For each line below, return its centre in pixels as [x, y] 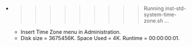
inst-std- [176, 8]
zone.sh [153, 21]
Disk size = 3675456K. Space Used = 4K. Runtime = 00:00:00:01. [100, 38]
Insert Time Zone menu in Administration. [71, 32]
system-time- [160, 15]
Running [154, 8]
